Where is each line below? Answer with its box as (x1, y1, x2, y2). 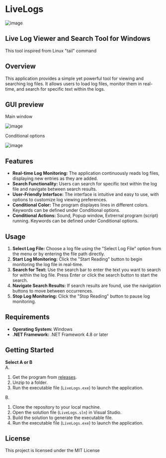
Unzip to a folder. (12, 379, 48, 385)
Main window (5, 114, 33, 120)
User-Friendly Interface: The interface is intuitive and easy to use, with (12, 191, 159, 197)
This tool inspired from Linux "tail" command (5, 47, 97, 53)
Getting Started (5, 346, 54, 354)
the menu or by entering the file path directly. (12, 251, 105, 257)
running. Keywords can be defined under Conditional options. (12, 218, 139, 224)
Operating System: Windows (12, 326, 73, 332)
